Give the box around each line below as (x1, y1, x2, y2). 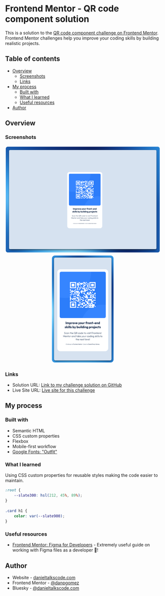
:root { (5, 488, 21, 493)
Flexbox (12, 438, 29, 444)
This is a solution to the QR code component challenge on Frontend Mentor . (5, 30, 159, 36)
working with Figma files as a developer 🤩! (12, 547, 99, 553)
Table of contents (5, 55, 60, 63)
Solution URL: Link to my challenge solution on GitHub (12, 382, 122, 388)
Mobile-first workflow (12, 443, 57, 449)
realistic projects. (5, 40, 40, 46)
